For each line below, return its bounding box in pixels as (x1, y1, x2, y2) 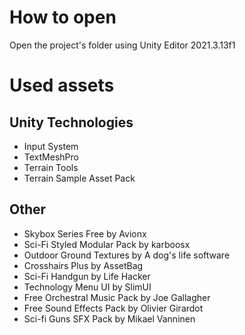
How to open (9, 6, 117, 29)
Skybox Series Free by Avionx (23, 227, 147, 240)
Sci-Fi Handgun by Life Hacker (23, 270, 151, 282)
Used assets (9, 74, 115, 97)
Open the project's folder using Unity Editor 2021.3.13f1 (9, 39, 236, 51)
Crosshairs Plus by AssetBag (23, 259, 144, 271)
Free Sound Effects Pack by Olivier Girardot (23, 302, 204, 314)
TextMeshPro (23, 151, 79, 163)
